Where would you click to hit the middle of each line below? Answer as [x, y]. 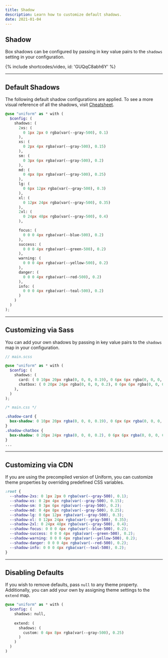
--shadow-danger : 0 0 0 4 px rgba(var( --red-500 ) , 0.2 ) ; [69, 543]
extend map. [18, 595]
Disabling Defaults [34, 572]
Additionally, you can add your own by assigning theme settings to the [77, 590]
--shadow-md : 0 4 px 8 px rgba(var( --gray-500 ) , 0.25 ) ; [67, 510]
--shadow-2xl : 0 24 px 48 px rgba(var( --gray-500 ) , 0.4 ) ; [69, 524]
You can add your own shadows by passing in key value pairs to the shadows [83, 342]
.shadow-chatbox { [24, 430]
